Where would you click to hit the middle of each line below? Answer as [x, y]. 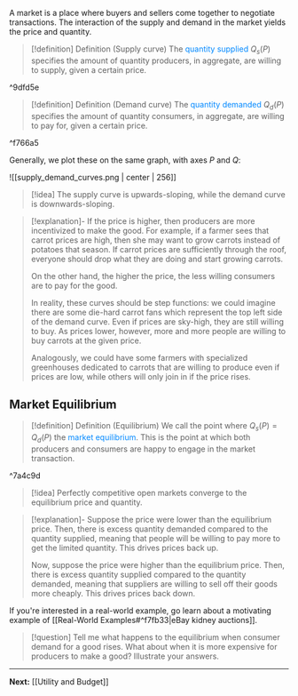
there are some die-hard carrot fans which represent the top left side [157, 312]
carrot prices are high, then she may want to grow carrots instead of [156, 240]
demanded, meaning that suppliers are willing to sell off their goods [154, 584]
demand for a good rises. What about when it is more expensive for [154, 647]
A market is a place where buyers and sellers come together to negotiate [142, 13]
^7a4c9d [25, 476]
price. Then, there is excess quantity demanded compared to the [149, 529]
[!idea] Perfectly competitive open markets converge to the [139, 493]
